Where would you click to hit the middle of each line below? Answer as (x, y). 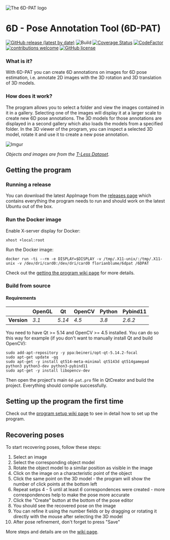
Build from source (28, 286)
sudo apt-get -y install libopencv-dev (48, 371)
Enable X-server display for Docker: (43, 231)
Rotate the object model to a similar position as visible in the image (83, 468)
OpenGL (43, 311)
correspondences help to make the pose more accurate (71, 495)
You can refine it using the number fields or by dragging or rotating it (85, 511)
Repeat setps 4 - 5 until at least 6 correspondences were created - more (89, 490)
